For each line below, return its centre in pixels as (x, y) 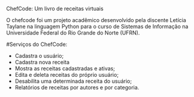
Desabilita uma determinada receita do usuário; (73, 81)
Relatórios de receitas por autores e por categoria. (77, 87)
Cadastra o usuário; (39, 56)
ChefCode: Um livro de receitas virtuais (55, 9)
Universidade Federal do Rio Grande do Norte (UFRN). (73, 33)
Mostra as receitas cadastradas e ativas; (65, 68)
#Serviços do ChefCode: (37, 44)
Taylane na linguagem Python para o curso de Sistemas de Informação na (97, 26)
